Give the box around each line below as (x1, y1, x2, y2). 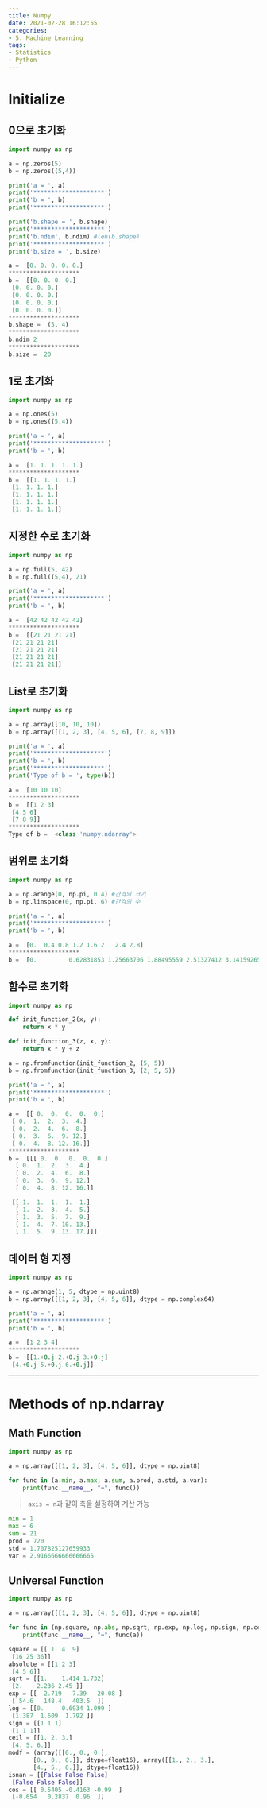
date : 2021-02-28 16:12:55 (8, 19, 98, 27)
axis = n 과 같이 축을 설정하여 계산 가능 (27, 1499, 150, 1508)
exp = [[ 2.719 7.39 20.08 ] (8, 1690, 123, 1698)
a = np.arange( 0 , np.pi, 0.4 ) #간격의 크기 (8, 890, 146, 898)
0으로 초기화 (8, 124, 66, 137)
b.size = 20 (8, 350, 52, 358)
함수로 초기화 (8, 980, 69, 993)
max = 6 (8, 1523, 34, 1531)
